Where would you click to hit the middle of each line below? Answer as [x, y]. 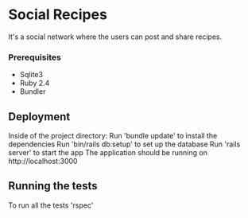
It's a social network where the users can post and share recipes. [115, 37]
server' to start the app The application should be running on [108, 153]
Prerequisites [35, 57]
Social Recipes [58, 15]
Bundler [33, 91]
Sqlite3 [31, 75]
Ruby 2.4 [35, 83]
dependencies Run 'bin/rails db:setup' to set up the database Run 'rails [124, 144]
